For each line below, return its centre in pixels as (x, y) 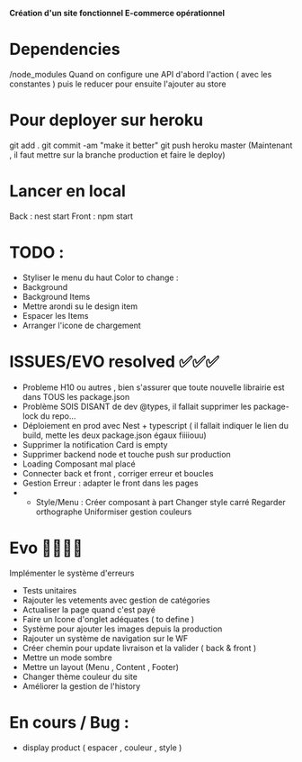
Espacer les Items (55, 315)
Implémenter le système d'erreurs (72, 573)
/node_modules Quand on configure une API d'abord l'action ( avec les (141, 74)
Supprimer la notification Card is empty (95, 444)
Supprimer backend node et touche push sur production (126, 454)
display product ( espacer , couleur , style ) (102, 748)
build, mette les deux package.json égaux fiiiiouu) (114, 435)
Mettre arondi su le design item (80, 306)
